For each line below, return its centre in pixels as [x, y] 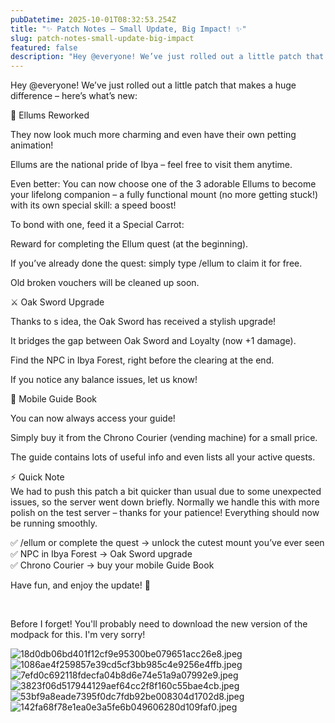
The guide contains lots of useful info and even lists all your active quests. [163, 457]
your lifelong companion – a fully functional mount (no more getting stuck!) [164, 195]
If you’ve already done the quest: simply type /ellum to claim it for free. [156, 263]
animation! [32, 145]
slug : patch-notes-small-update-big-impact [102, 38]
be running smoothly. [54, 523]
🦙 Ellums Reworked [50, 115]
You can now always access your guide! [93, 418]
